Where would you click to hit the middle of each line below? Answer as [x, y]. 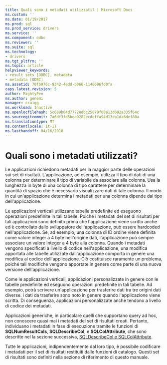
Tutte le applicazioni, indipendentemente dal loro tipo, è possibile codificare [83, 346]
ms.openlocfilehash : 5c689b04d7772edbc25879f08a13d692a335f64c [72, 112]
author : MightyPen [24, 94]
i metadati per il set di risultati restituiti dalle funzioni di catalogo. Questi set [82, 352]
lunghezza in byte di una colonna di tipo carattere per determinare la [76, 185]
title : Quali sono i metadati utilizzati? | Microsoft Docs [69, 10]
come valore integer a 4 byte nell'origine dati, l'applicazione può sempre [80, 238]
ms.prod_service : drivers [32, 29]
